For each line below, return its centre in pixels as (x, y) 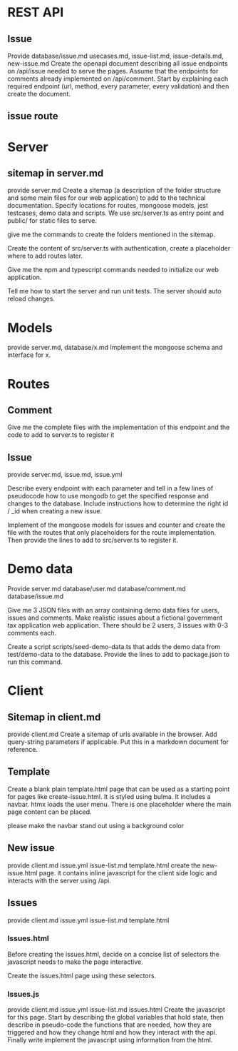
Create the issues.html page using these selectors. (82, 975)
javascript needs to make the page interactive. (76, 962)
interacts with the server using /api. (59, 880)
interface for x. (29, 355)
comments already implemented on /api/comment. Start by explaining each (118, 79)
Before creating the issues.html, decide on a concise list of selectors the (113, 954)
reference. (22, 750)
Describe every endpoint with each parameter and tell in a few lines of (110, 488)
